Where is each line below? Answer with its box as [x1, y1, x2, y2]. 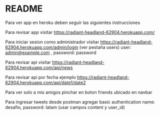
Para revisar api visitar [5, 59, 51, 65]
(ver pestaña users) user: [79, 44, 131, 50]
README [5, 3, 43, 14]
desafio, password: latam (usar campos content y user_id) [5, 104, 125, 110]
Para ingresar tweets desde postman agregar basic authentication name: [5, 98, 155, 105]
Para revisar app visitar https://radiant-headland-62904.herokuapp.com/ [5, 29, 155, 35]
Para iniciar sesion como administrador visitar [5, 38, 99, 45]
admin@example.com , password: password [5, 49, 96, 55]
